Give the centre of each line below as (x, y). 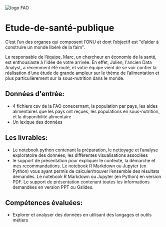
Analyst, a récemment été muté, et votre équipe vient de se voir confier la (81, 67)
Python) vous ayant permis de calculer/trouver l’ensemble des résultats (86, 171)
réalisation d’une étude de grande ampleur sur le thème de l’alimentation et (82, 73)
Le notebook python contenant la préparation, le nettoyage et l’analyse (85, 150)
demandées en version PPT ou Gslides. (53, 187)
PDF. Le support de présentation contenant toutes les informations (81, 182)
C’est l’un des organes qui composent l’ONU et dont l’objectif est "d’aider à (82, 42)
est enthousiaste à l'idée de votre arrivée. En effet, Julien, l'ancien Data (78, 62)
